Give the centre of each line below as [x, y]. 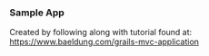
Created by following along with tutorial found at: [101, 33]
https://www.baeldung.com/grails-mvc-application [104, 42]
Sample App [37, 13]
